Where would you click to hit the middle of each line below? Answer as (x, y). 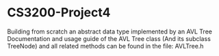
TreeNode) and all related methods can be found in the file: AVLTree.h (105, 46)
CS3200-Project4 (59, 13)
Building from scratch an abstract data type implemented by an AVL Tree (109, 31)
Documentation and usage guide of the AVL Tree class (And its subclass (109, 38)
